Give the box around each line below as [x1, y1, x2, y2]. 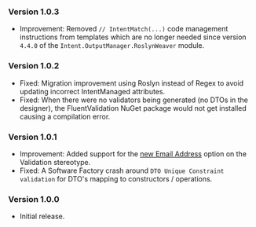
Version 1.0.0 [8, 193, 60, 204]
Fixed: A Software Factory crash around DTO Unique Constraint [19, 166, 225, 175]
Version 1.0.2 [8, 60, 60, 71]
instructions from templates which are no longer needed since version [19, 32, 247, 42]
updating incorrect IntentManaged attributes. [19, 86, 166, 96]
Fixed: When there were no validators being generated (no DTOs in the [19, 95, 249, 104]
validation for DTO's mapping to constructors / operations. [19, 174, 213, 183]
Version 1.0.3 [8, 6, 60, 17]
